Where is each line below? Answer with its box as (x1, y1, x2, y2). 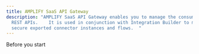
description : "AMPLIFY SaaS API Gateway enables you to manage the (6, 14, 176, 20)
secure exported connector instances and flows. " (11, 25, 142, 31)
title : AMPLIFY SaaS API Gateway (6, 8, 89, 15)
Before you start (6, 41, 46, 48)
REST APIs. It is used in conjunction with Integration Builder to (11, 19, 190, 25)
